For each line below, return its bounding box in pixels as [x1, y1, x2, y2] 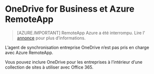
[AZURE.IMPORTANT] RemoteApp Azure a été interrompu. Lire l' [16, 30, 145, 36]
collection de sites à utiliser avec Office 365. [5, 64, 93, 70]
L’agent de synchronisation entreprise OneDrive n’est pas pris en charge [5, 44, 149, 50]
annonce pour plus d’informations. [16, 35, 86, 41]
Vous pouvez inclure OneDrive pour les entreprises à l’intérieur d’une [5, 59, 143, 65]
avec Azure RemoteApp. [5, 50, 53, 55]
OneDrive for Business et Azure [5, 3, 135, 15]
